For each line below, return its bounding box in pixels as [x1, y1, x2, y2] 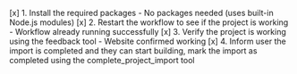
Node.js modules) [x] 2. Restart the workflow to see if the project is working [9, 17, 289, 28]
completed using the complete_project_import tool [9, 55, 195, 65]
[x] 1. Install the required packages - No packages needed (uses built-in [9, 8, 275, 18]
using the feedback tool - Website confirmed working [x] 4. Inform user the [9, 36, 286, 46]
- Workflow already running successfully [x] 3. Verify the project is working [9, 27, 286, 37]
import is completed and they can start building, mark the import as [9, 45, 258, 56]
